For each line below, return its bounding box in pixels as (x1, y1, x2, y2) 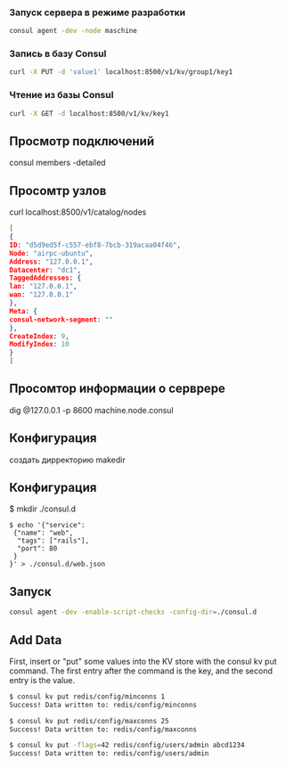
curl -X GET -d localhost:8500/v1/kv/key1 (9, 109, 169, 118)
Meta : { (9, 306, 38, 315)
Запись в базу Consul (9, 47, 107, 60)
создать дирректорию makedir (9, 454, 127, 465)
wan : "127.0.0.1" (9, 290, 74, 299)
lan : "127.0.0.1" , (9, 282, 78, 291)
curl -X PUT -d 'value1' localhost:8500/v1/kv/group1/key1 (9, 68, 233, 77)
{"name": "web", (12, 528, 74, 538)
